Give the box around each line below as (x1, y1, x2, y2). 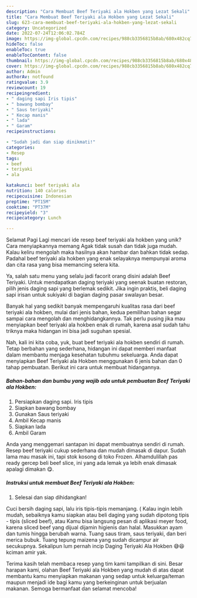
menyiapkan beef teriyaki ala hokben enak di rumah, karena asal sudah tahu (6, 321, 190, 328)
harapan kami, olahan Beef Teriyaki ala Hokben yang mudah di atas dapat (6, 566, 184, 573)
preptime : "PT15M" (6, 199, 51, 205)
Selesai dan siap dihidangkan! (14, 494, 87, 501)
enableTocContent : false (6, 52, 67, 58)
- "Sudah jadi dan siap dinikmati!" (6, 139, 96, 145)
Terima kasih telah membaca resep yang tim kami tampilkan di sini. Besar (6, 560, 183, 568)
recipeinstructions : (6, 128, 57, 135)
